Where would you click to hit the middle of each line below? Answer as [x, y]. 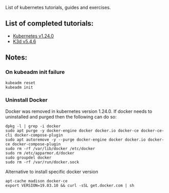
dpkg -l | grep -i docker [33, 126]
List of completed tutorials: [50, 23]
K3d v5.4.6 [24, 41]
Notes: [16, 58]
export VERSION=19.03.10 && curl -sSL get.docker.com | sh [70, 185]
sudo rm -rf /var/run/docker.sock [42, 162]
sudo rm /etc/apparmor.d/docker [40, 153]
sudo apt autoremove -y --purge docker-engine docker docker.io [76, 140]
